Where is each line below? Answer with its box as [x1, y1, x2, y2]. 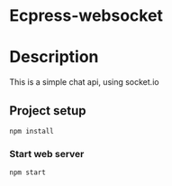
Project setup [9, 103, 87, 118]
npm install [9, 126, 54, 135]
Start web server [9, 147, 85, 160]
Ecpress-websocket [9, 5, 164, 26]
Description [9, 47, 99, 68]
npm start [9, 168, 47, 177]
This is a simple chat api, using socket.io [9, 77, 159, 88]
